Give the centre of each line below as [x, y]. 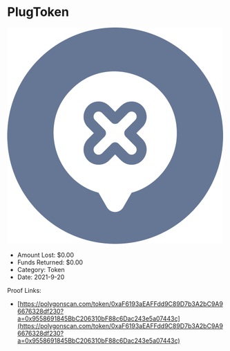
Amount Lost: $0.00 [46, 255]
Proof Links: [24, 290]
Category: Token [41, 269]
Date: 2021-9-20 [41, 277]
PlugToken [38, 12]
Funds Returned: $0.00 [50, 262]
